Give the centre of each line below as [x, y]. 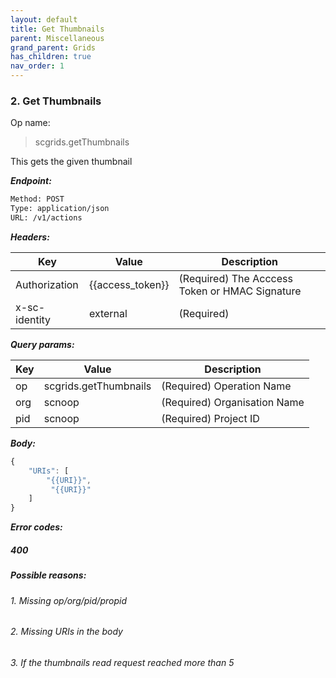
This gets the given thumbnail [71, 162]
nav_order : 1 [37, 66]
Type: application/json [60, 209]
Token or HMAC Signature [240, 291]
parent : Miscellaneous [57, 38]
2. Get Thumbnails [56, 101]
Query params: [42, 344]
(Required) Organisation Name [233, 402]
